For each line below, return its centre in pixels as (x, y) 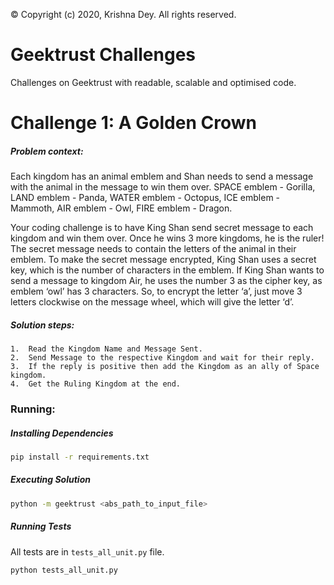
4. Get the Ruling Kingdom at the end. (96, 384)
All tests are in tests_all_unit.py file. (87, 551)
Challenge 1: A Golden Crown (133, 123)
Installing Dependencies (62, 433)
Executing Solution (50, 480)
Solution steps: (42, 325)
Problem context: (47, 151)
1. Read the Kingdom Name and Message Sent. (106, 349)
